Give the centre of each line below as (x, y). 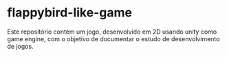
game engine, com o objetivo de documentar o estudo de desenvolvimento (113, 38)
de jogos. (20, 46)
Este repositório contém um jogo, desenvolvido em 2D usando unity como (112, 32)
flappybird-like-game (70, 13)
